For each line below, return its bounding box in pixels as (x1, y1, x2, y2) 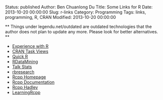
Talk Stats (12, 64, 33, 70)
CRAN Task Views (12, 48, 49, 54)
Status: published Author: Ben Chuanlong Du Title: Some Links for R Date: (5, 4, 153, 10)
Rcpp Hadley (12, 85, 38, 90)
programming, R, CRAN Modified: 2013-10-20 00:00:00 (5, 14, 116, 20)
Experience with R (12, 43, 49, 49)
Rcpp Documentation (12, 79, 55, 85)
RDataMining (12, 59, 38, 64)
